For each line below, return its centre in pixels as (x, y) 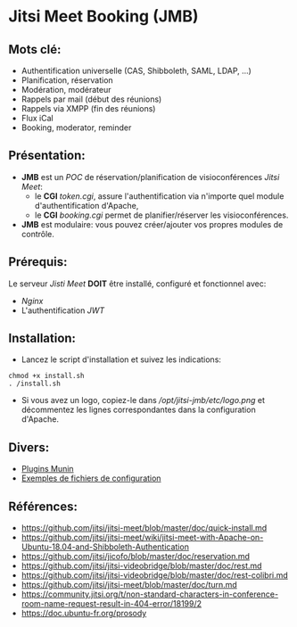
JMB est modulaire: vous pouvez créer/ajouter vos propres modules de (152, 224)
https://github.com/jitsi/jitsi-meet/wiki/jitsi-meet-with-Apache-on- (142, 538)
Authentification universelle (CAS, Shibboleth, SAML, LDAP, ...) (136, 70)
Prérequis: (38, 262)
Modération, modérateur (66, 90)
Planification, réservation (67, 80)
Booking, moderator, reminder (76, 128)
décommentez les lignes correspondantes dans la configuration (138, 410)
